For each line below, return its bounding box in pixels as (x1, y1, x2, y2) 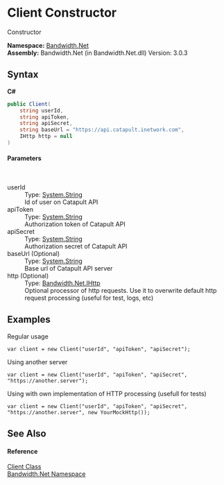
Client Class (7, 463, 42, 471)
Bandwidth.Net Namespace (7, 470, 86, 478)
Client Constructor (7, 5, 117, 21)
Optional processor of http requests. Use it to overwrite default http (24, 287, 217, 295)
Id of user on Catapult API (24, 198, 98, 206)
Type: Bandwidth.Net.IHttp (24, 279, 101, 287)
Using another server (7, 357, 68, 366)
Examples (7, 314, 51, 325)
